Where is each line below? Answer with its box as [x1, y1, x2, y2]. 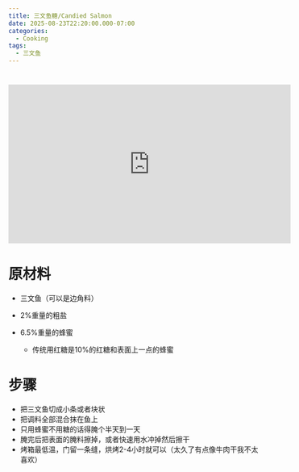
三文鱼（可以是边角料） [19, 294, 98, 303]
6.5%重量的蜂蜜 [19, 328, 73, 337]
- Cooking [15, 34, 48, 43]
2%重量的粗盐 [19, 311, 68, 320]
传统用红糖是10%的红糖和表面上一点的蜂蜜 [31, 345, 174, 355]
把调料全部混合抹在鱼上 [19, 415, 98, 424]
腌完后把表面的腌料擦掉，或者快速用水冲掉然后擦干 [19, 435, 190, 445]
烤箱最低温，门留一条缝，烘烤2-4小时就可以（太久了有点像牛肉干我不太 [19, 445, 259, 454]
